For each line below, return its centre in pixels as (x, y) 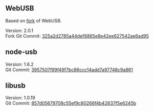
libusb (15, 86)
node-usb (21, 52)
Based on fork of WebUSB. (34, 20)
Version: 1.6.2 (19, 64)
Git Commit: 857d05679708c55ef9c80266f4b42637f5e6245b (71, 103)
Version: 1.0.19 (20, 98)
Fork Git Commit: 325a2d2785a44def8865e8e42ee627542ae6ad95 (77, 36)
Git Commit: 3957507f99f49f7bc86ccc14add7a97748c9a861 (69, 70)
